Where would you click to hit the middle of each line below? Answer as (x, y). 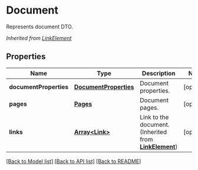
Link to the (154, 117)
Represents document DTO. (40, 27)
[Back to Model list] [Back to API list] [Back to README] (74, 161)
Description (159, 73)
